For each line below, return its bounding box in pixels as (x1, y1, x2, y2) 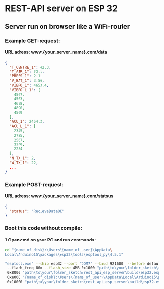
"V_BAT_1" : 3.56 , (9, 78, 45, 83)
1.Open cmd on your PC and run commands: (5, 237, 96, 242)
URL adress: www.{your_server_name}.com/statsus (5, 193, 114, 199)
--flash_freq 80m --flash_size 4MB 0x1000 (7, 265, 95, 271)
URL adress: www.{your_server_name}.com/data (5, 49, 107, 55)
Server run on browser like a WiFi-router (5, 23, 130, 31)
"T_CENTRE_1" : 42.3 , (9, 65, 51, 70)
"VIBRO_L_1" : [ (9, 87, 41, 92)
